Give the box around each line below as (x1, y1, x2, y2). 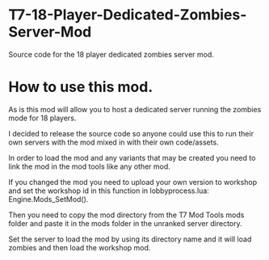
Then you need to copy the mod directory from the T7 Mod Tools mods (8, 210, 245, 220)
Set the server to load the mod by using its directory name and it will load (8, 234, 252, 244)
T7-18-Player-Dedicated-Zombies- (8, 6, 247, 24)
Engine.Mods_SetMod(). (8, 194, 89, 203)
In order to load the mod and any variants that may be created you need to (8, 153, 256, 162)
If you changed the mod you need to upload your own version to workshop (8, 177, 257, 187)
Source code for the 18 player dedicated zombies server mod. (8, 49, 214, 59)
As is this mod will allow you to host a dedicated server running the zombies (8, 104, 262, 114)
